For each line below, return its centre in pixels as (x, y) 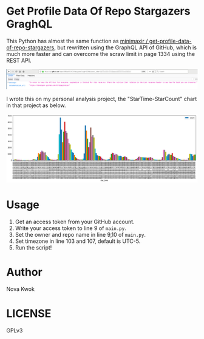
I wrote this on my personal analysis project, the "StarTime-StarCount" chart (102, 99)
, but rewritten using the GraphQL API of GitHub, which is (125, 47)
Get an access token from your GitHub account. (75, 222)
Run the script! (33, 247)
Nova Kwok (21, 289)
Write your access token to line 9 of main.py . (70, 228)
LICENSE (29, 313)
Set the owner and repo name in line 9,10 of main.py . (80, 234)
